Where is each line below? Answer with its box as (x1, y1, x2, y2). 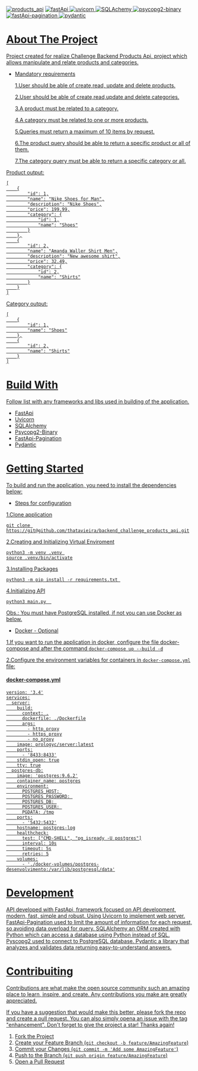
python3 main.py (6, 599, 46, 605)
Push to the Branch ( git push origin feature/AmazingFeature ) (14, 1051, 168, 1059)
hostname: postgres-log (17, 825, 76, 831)
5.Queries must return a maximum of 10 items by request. (14, 128, 155, 135)
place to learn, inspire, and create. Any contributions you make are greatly (6, 991, 187, 998)
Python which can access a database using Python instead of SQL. (6, 931, 170, 938)
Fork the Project (14, 1032, 55, 1039)
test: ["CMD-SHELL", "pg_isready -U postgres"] (21, 835, 142, 841)
